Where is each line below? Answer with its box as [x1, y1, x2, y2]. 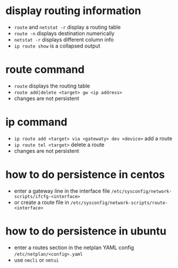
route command [5, 63, 85, 76]
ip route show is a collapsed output [14, 42, 100, 49]
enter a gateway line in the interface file [14, 187, 110, 195]
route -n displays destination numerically [14, 29, 115, 36]
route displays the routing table [14, 82, 90, 89]
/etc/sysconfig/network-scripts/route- [70, 200, 168, 206]
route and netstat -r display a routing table [14, 24, 121, 31]
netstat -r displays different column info [14, 36, 114, 43]
